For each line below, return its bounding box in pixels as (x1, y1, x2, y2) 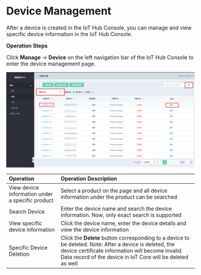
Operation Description (60, 175, 118, 183)
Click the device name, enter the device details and (60, 220, 187, 227)
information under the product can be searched (60, 193, 178, 201)
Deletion (8, 250, 30, 258)
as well (60, 260, 78, 267)
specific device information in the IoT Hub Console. (6, 30, 133, 37)
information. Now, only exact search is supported (60, 211, 182, 219)
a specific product (8, 196, 54, 204)
